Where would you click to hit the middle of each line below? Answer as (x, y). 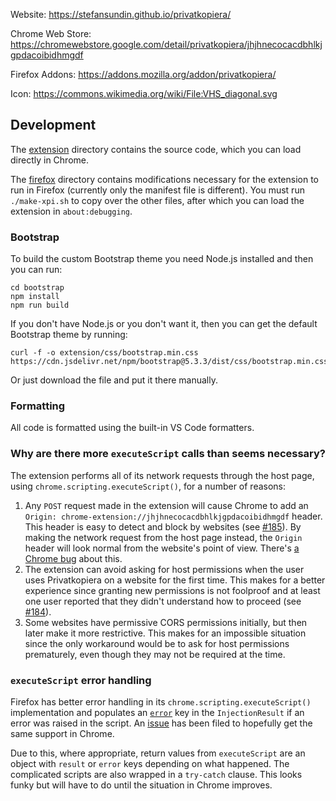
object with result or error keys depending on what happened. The (150, 763)
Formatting (38, 406)
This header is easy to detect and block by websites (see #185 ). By (163, 526)
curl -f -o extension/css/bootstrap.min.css (104, 353)
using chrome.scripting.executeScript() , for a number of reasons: (148, 486)
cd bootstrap (37, 288)
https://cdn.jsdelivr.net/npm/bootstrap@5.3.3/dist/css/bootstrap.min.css (169, 362)
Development (53, 125)
